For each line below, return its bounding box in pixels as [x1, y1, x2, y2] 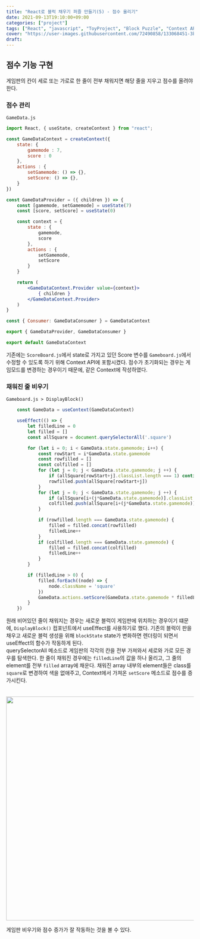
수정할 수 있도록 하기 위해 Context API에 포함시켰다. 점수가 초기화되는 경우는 [6, 358, 185, 366]
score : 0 [27, 153, 52, 159]
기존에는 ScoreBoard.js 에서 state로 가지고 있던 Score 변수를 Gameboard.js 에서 [6, 351, 192, 358]
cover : [6, 31, 23, 37]
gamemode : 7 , [27, 147, 62, 153]
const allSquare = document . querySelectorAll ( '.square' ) [27, 434, 171, 440]
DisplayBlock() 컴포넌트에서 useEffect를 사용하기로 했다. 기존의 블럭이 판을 [14, 625, 192, 632]
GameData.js [6, 115, 36, 121]
